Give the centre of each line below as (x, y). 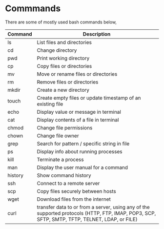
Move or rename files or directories (77, 74)
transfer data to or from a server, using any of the (93, 207)
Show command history (64, 175)
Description (97, 34)
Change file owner (58, 136)
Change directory (57, 50)
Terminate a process (60, 159)
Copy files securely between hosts (76, 191)
